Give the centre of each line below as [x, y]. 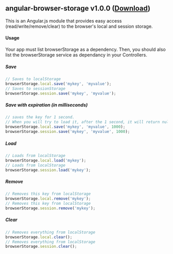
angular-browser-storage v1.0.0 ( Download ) [78, 8]
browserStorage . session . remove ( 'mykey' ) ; [50, 208]
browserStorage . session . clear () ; [41, 247]
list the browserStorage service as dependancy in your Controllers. [76, 55]
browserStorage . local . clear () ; [39, 237]
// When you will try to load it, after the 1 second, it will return [83, 122]
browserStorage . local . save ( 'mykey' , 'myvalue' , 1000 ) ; [65, 127]
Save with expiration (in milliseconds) [47, 105]
